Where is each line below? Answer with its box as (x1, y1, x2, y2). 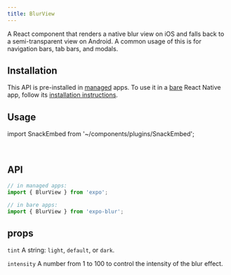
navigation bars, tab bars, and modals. (7, 44, 119, 53)
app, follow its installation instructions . (7, 90, 118, 99)
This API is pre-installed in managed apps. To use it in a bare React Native (7, 83, 221, 92)
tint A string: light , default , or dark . (7, 246, 114, 255)
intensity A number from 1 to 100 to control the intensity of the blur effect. (7, 260, 223, 268)
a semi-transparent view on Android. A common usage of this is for (7, 36, 202, 46)
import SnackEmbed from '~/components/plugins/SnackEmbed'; (7, 130, 195, 138)
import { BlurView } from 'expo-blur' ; (7, 208, 124, 215)
